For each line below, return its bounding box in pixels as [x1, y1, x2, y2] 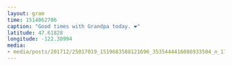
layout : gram [7, 10, 45, 17]
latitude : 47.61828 [7, 29, 64, 36]
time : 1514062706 [7, 16, 57, 23]
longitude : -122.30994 [7, 36, 72, 43]
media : [7, 42, 26, 49]
